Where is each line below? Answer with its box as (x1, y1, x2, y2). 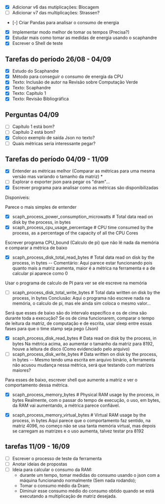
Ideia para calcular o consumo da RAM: (12, 466, 93, 472)
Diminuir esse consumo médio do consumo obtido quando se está (19, 488, 154, 494)
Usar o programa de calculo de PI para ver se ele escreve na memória (5, 280, 147, 286)
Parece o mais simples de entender (5, 204, 77, 210)
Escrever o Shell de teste (12, 40, 63, 46)
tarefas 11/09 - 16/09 (5, 442, 70, 451)
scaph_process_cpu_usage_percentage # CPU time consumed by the (12, 224, 154, 230)
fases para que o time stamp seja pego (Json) (5, 325, 99, 331)
